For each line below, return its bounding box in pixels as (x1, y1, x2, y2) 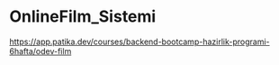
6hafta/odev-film (9, 45, 72, 56)
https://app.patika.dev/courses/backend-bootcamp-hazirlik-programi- (9, 36, 270, 47)
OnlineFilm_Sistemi (9, 6, 157, 27)
